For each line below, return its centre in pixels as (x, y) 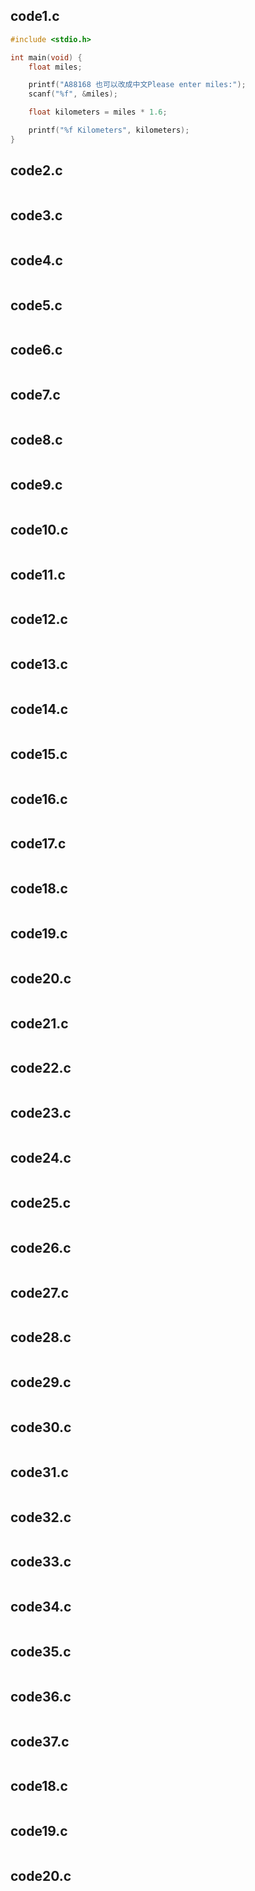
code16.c (39, 799)
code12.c (39, 619)
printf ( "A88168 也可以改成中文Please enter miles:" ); (137, 85)
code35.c (41, 1652)
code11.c (38, 574)
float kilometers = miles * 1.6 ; (98, 112)
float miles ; (55, 67)
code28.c (41, 1337)
